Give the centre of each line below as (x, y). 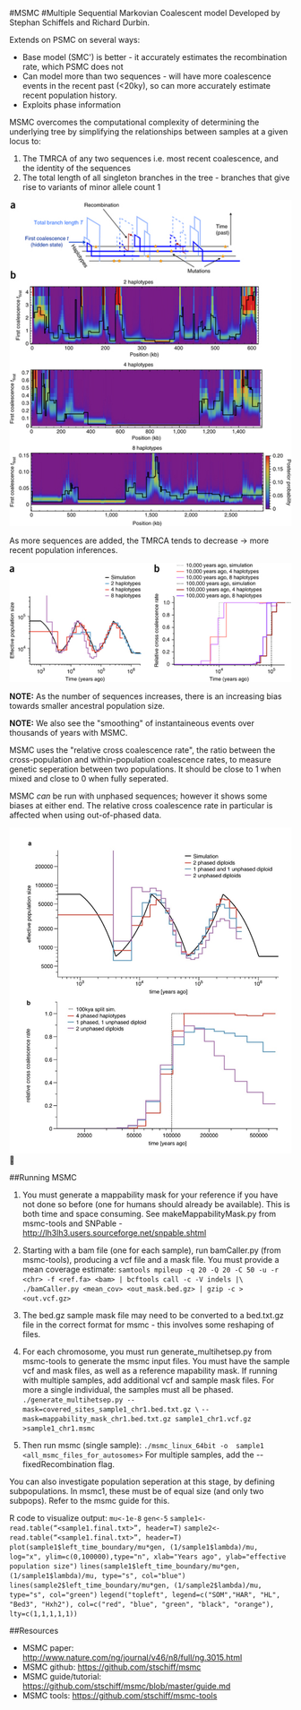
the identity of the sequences (77, 168)
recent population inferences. (64, 549)
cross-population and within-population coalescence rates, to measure (140, 760)
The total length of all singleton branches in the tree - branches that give (156, 177)
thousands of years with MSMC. (69, 733)
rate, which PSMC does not (73, 67)
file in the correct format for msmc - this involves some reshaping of (148, 1325)
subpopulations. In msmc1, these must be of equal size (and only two (137, 1490)
